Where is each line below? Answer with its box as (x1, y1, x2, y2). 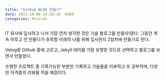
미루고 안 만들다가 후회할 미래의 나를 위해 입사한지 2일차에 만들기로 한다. (10, 36, 150, 42)
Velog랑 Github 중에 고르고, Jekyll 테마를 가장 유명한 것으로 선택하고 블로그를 (5, 47, 155, 53)
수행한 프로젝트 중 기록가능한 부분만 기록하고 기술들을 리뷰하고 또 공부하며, (5, 63, 149, 69)
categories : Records (5, 16, 48, 21)
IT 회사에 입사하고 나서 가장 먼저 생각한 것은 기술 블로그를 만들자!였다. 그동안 (5, 30, 153, 36)
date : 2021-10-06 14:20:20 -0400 (5, 12, 74, 17)
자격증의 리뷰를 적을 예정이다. (10, 70, 68, 76)
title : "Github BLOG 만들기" (5, 7, 62, 12)
